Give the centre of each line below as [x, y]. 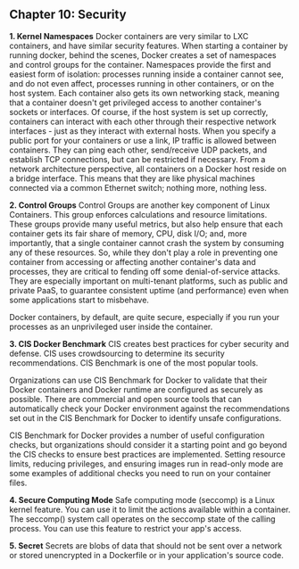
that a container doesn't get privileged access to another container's [135, 103]
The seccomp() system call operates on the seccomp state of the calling [142, 519]
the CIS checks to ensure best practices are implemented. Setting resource [147, 454]
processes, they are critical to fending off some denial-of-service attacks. [145, 271]
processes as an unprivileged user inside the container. [111, 326]
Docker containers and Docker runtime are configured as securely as [136, 389]
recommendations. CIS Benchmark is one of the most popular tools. [134, 363]
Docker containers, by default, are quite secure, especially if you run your [144, 317]
